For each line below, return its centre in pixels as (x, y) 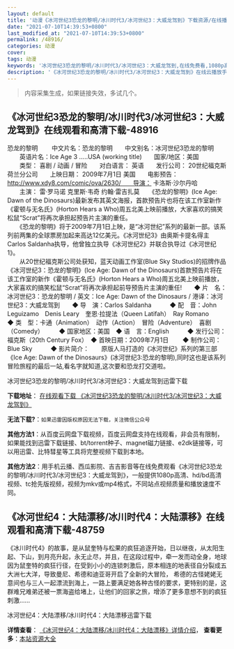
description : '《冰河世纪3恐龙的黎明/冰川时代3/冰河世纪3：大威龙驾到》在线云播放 (115, 72)
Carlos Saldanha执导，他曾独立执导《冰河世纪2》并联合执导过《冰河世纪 (112, 244)
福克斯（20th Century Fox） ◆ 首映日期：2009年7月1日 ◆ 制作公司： (114, 340)
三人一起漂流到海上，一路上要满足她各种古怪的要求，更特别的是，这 (129, 583)
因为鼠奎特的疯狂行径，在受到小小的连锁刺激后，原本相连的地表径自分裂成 (114, 565)
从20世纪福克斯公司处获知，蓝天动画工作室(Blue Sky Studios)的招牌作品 (123, 262)
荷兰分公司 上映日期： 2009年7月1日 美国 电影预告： (93, 174)
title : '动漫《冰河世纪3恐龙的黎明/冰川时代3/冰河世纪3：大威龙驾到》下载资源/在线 (115, 20)
